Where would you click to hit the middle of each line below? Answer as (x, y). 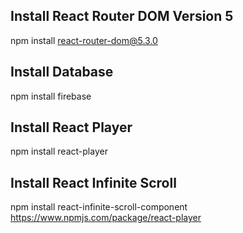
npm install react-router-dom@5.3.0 (84, 40)
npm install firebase (51, 96)
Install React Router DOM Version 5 (122, 16)
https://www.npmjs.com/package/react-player (106, 218)
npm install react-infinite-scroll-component (99, 207)
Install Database (62, 72)
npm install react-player (59, 151)
